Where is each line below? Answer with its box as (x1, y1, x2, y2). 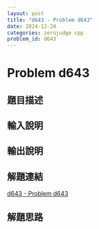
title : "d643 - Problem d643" (7, 17, 94, 23)
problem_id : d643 (7, 36, 57, 43)
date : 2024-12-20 (7, 23, 57, 30)
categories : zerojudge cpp (7, 29, 84, 36)
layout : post (7, 10, 44, 17)
